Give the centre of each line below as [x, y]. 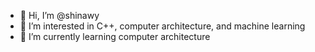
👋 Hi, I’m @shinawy [59, 15]
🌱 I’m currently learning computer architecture [115, 36]
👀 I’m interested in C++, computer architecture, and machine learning [162, 26]
